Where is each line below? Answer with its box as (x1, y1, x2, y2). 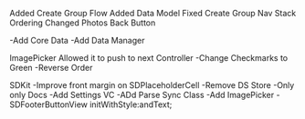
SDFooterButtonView (9, 99, 89, 110)
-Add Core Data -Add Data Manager (9, 35, 145, 45)
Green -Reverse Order (9, 63, 93, 73)
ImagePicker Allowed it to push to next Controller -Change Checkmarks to (9, 53, 289, 63)
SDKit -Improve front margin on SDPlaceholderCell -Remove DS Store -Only (9, 80, 295, 90)
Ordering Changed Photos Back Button (9, 17, 156, 28)
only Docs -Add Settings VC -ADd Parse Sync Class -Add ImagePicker (9, 90, 275, 100)
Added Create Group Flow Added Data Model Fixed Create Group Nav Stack (9, 8, 297, 18)
